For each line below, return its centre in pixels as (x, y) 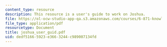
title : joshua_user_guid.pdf (35, 32)
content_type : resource (30, 10)
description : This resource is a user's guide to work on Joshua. (75, 14)
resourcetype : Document (30, 28)
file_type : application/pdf (34, 23)
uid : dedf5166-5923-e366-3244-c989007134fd (51, 37)
